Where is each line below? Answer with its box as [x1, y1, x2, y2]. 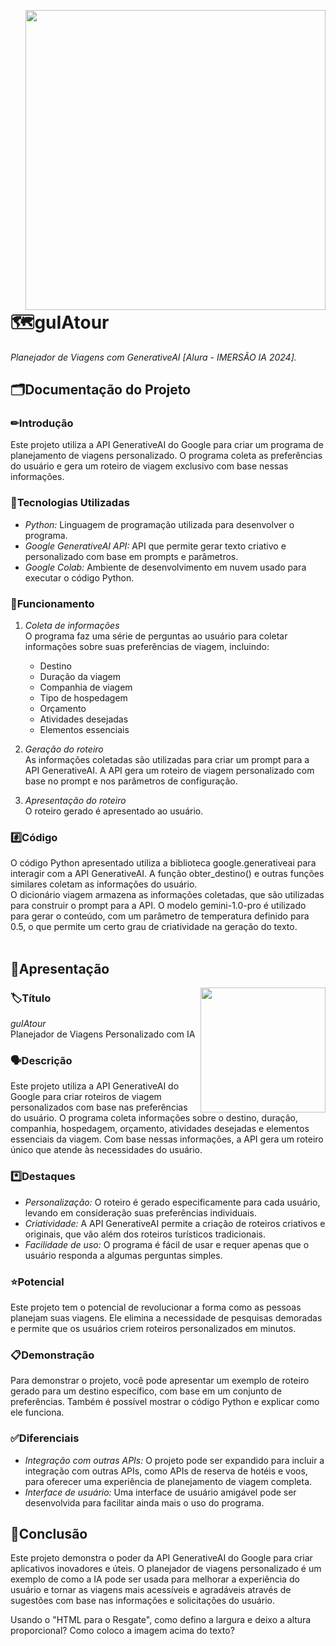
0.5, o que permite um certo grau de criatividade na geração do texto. [10, 921, 298, 933]
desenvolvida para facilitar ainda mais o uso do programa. [24, 1496, 265, 1509]
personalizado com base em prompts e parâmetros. [24, 550, 239, 562]
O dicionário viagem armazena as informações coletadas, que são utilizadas [10, 889, 325, 901]
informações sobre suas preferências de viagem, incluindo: [24, 641, 270, 653]
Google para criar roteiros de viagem [10, 1091, 162, 1103]
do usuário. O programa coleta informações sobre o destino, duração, [10, 1112, 298, 1124]
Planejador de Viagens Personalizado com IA [10, 1028, 196, 1040]
